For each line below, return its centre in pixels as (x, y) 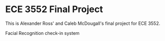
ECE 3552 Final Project (54, 9)
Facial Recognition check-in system (42, 33)
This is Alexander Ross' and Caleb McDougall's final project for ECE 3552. (83, 23)
